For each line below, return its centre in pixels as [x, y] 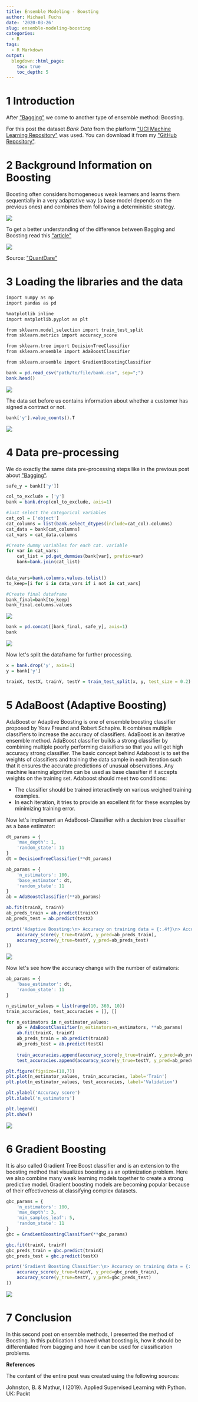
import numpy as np [30, 298]
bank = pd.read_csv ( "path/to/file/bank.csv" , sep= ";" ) [75, 372]
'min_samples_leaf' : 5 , [46, 1218]
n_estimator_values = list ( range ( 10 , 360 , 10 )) [66, 1006]
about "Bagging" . [27, 475]
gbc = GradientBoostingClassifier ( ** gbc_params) [67, 1234]
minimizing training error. [45, 808]
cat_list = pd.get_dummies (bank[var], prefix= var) [80, 556]
